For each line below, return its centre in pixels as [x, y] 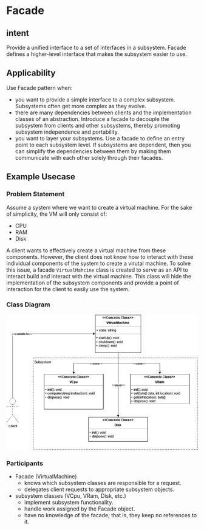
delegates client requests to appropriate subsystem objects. [99, 489]
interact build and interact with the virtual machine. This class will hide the [99, 276]
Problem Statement [36, 194]
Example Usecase [41, 177]
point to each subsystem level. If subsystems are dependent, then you [103, 145]
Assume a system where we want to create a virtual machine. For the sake [99, 207]
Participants [25, 463]
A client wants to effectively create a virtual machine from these [86, 250]
